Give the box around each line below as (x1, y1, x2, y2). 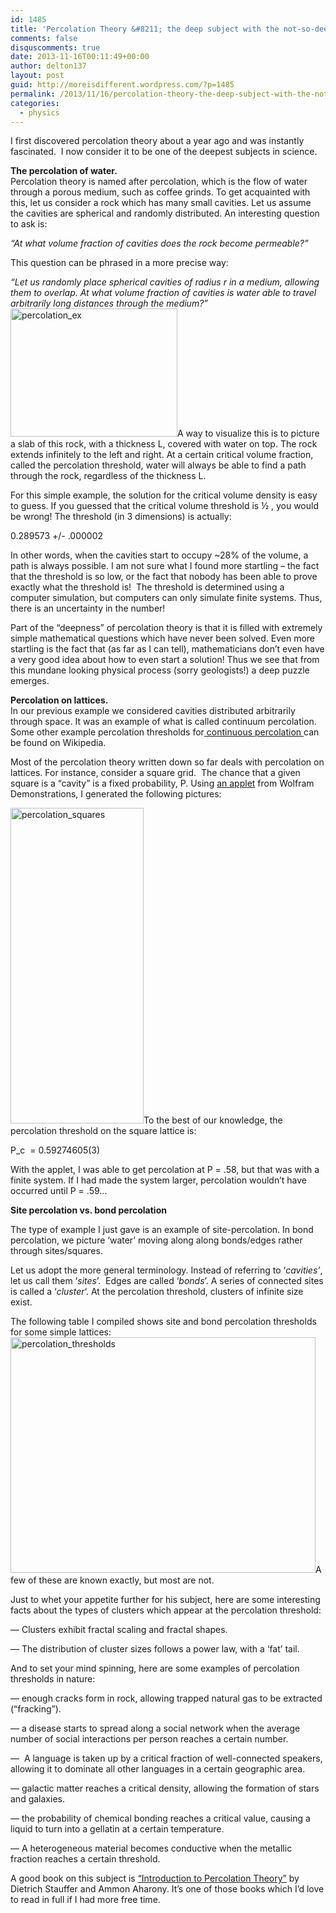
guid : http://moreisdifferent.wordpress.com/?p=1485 (10, 80, 235, 90)
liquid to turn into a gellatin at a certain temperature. (10, 1823, 225, 1835)
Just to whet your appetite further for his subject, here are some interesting (10, 1594, 321, 1606)
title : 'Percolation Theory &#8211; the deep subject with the (10, 24, 280, 34)
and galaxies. (10, 1793, 65, 1805)
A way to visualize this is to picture (177, 427, 320, 440)
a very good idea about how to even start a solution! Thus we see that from (10, 654, 320, 666)
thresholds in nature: (10, 1673, 96, 1685)
